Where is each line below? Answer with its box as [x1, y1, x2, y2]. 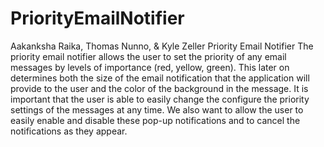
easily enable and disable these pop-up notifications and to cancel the [10, 114, 301, 126]
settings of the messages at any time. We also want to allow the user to [10, 103, 304, 116]
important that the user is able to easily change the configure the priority [10, 93, 310, 105]
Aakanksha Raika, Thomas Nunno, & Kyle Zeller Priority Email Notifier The [10, 40, 314, 52]
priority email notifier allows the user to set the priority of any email [10, 50, 287, 62]
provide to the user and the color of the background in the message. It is [10, 82, 309, 94]
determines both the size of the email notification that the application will [10, 72, 310, 84]
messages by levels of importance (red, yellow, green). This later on [10, 61, 290, 73]
